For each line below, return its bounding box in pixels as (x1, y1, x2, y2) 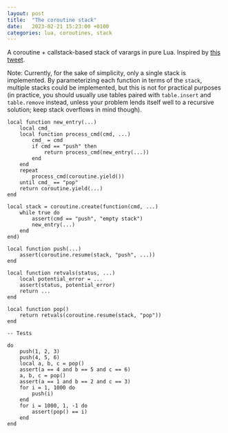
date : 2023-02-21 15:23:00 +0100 (7, 23, 110, 30)
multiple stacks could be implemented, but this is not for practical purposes (7, 83, 222, 92)
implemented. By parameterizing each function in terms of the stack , (7, 77, 203, 85)
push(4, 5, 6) (19, 354, 60, 361)
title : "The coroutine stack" (7, 17, 97, 23)
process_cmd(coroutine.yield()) (32, 173, 125, 180)
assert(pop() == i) (32, 408, 88, 416)
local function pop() (7, 306, 70, 313)
